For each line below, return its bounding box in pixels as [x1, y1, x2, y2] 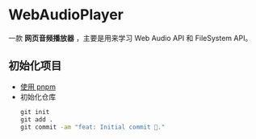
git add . [19, 115, 54, 124]
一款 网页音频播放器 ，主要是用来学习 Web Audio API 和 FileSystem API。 [8, 33, 253, 43]
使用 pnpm [19, 82, 57, 92]
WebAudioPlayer [8, 6, 124, 24]
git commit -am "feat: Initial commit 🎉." [19, 123, 166, 131]
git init [19, 108, 50, 116]
